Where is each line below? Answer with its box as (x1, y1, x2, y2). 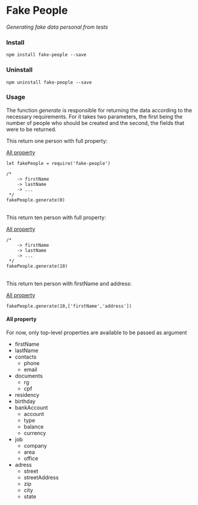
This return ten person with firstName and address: (6, 280, 132, 287)
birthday (14, 398, 36, 405)
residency (14, 391, 40, 399)
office (23, 455, 39, 462)
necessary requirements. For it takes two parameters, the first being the (6, 113, 183, 120)
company (23, 442, 47, 449)
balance (23, 423, 44, 430)
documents (14, 372, 43, 379)
